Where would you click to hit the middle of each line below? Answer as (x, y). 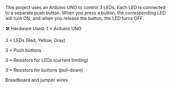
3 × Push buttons (23, 50)
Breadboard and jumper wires (36, 80)
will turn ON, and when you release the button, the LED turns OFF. (75, 18)
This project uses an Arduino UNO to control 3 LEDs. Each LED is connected (86, 7)
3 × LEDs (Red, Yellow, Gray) (35, 40)
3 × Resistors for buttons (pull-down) (44, 70)
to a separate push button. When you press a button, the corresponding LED (86, 13)
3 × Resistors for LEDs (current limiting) (47, 60)
